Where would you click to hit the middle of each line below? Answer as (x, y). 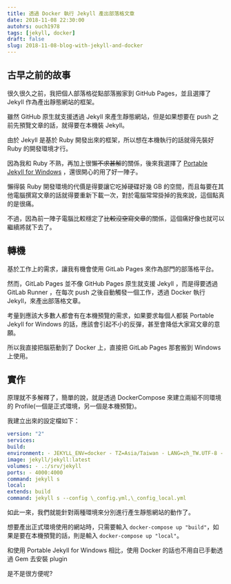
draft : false (26, 39)
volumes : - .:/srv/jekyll (44, 466)
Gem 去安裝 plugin (41, 559)
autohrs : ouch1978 (33, 26)
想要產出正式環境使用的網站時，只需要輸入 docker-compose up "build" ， (110, 527)
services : (21, 440)
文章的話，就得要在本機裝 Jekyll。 (80, 125)
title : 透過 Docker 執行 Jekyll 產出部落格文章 (71, 13)
